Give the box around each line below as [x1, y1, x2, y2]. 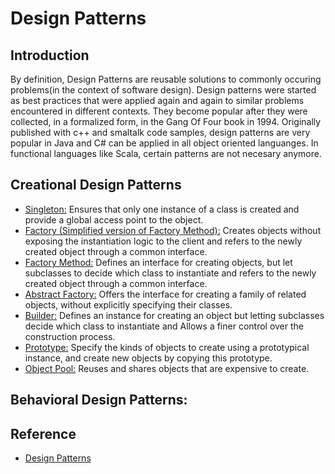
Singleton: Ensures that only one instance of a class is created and [24, 203, 300, 215]
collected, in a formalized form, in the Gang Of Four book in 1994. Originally [10, 116, 322, 127]
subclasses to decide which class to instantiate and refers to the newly [24, 267, 317, 279]
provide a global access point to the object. [24, 213, 204, 226]
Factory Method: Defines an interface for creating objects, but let [24, 256, 293, 268]
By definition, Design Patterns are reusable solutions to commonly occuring [10, 73, 322, 85]
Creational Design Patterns [10, 177, 182, 194]
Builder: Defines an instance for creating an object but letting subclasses [24, 309, 325, 321]
